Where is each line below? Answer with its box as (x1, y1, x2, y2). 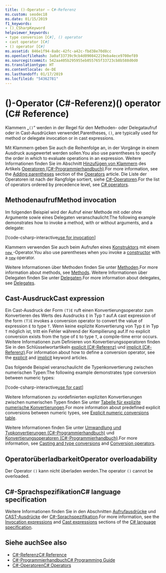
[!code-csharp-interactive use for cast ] (5, 384, 84, 390)
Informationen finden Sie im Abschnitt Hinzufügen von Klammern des (5, 160, 147, 166)
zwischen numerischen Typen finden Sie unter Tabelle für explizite (5, 399, 141, 405)
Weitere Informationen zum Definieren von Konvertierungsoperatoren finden (5, 339, 161, 345)
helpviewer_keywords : (5, 30, 50, 35)
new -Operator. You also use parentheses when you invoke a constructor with (5, 249, 161, 255)
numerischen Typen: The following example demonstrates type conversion (5, 369, 157, 375)
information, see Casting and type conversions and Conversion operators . (5, 440, 156, 446)
